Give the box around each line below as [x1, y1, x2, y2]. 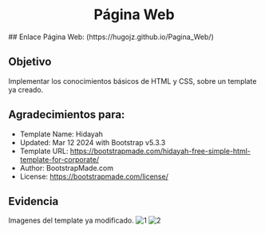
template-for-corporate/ [19, 154, 100, 164]
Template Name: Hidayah [19, 129, 104, 139]
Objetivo [8, 55, 52, 69]
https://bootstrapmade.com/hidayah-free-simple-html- [69, 146, 251, 156]
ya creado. [8, 85, 44, 94]
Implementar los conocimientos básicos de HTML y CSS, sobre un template [8, 76, 257, 85]
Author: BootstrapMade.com [19, 163, 114, 172]
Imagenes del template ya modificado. [8, 215, 134, 225]
